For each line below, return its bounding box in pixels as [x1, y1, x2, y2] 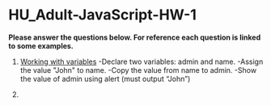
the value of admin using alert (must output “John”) [19, 74, 191, 83]
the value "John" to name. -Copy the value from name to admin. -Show [19, 65, 257, 74]
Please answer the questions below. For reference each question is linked [8, 32, 261, 42]
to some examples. [8, 40, 74, 50]
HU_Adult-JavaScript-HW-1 [8, 6, 197, 24]
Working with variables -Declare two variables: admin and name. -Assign [19, 57, 264, 66]
